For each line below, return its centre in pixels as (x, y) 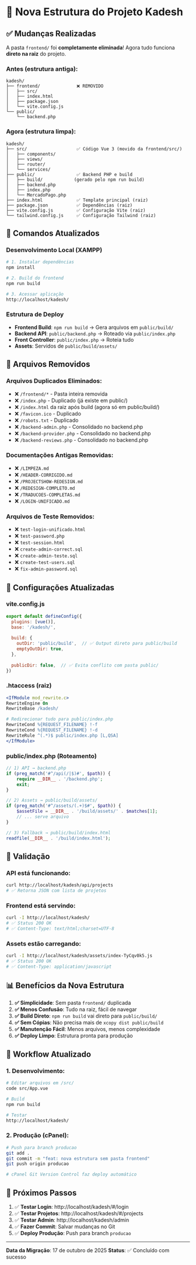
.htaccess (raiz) (29, 686)
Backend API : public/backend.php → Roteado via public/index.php (95, 334)
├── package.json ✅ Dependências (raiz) (69, 205)
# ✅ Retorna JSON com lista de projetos (56, 891)
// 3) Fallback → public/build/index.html (58, 833)
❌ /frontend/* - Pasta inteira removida (61, 394)
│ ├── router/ (26, 164)
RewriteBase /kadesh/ (32, 709)
